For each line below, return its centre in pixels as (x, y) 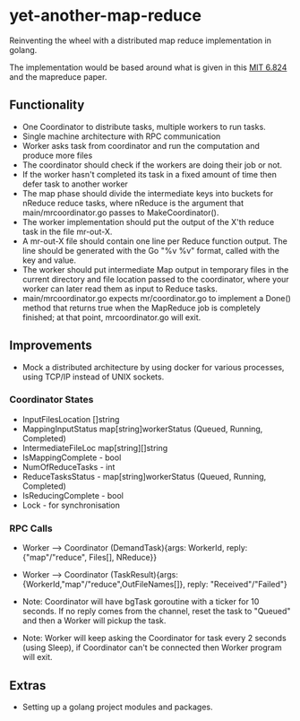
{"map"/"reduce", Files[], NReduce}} (90, 558)
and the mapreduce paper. (58, 76)
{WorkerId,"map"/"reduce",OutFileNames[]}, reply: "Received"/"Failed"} (155, 585)
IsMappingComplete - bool (72, 457)
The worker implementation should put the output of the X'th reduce (148, 222)
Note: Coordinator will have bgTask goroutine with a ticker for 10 (141, 602)
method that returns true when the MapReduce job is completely (141, 308)
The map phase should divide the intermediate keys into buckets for (148, 193)
